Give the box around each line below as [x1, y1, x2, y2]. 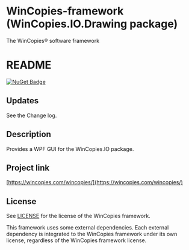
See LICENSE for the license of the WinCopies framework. [6, 213, 150, 220]
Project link [6, 162, 50, 173]
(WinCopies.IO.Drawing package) [6, 17, 178, 31]
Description [6, 129, 51, 139]
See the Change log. [6, 112, 57, 119]
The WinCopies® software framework [6, 37, 100, 44]
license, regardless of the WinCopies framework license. [6, 237, 147, 244]
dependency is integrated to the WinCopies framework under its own [6, 231, 178, 238]
